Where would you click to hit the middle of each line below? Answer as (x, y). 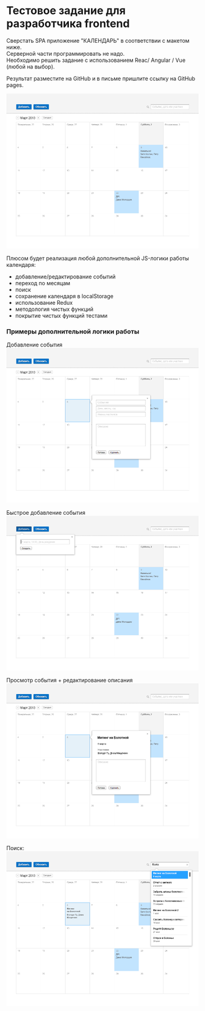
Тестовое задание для (66, 11)
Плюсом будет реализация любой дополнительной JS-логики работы (98, 258)
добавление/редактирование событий (65, 277)
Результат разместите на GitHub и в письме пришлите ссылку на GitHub (101, 78)
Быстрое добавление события (46, 512)
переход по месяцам (43, 283)
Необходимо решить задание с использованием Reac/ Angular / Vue (96, 60)
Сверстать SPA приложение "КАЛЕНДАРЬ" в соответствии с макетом (98, 40)
